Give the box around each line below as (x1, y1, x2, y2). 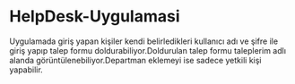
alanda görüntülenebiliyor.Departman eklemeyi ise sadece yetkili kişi (9, 55, 262, 65)
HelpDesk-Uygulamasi (9, 6, 181, 27)
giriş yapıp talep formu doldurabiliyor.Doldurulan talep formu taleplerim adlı (9, 45, 287, 55)
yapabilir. (9, 64, 43, 75)
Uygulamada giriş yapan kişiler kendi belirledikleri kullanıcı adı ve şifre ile (9, 36, 279, 46)
